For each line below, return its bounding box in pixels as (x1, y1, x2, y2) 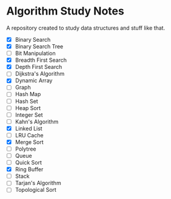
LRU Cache (15, 131, 44, 139)
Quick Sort (15, 159, 42, 166)
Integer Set (15, 111, 44, 119)
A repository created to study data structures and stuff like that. (6, 24, 166, 31)
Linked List (15, 125, 42, 132)
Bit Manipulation (15, 50, 56, 57)
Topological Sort (15, 186, 56, 194)
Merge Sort (15, 138, 44, 146)
